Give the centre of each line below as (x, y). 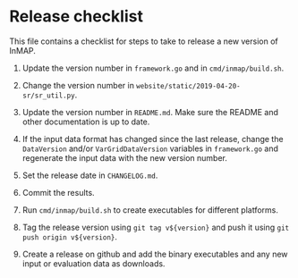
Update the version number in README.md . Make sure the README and (150, 112)
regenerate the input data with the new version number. (125, 157)
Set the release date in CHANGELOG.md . (90, 175)
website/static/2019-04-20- (188, 86)
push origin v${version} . (70, 236)
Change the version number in (78, 85)
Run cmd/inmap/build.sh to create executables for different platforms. (150, 210)
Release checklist (76, 17)
